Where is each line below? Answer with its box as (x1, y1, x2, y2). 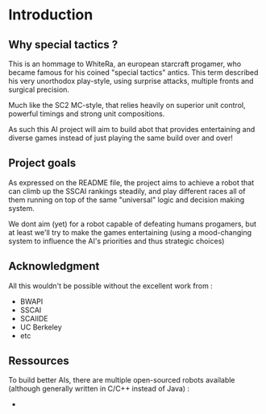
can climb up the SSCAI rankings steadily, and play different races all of (8, 186, 246, 196)
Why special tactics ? (8, 38, 118, 52)
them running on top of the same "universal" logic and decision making (8, 195, 245, 205)
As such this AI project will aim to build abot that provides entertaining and (8, 125, 256, 134)
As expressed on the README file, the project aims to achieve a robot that (8, 177, 255, 187)
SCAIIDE (19, 313, 48, 323)
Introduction (8, 6, 94, 24)
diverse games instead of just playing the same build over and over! (8, 133, 234, 143)
